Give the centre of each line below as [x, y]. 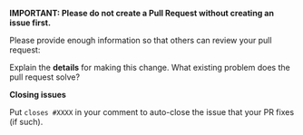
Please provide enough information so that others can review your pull [141, 40]
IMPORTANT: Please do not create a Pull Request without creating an [142, 13]
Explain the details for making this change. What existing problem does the [150, 67]
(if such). [26, 122]
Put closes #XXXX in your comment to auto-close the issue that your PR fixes [152, 112]
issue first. [30, 23]
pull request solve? [44, 77]
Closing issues [38, 95]
